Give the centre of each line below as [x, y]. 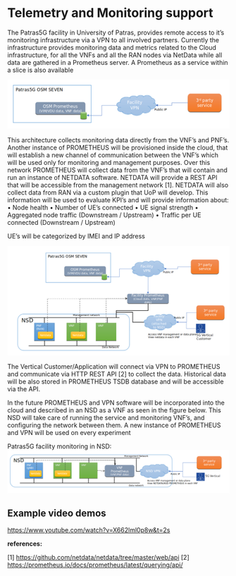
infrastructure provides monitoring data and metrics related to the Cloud [112, 47]
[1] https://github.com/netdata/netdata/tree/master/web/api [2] [98, 557]
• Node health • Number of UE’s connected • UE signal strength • [103, 207]
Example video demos [57, 513]
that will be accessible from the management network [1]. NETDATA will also [118, 185]
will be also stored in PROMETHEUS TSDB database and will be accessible [116, 381]
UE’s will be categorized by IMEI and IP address [76, 236]
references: [25, 544]
